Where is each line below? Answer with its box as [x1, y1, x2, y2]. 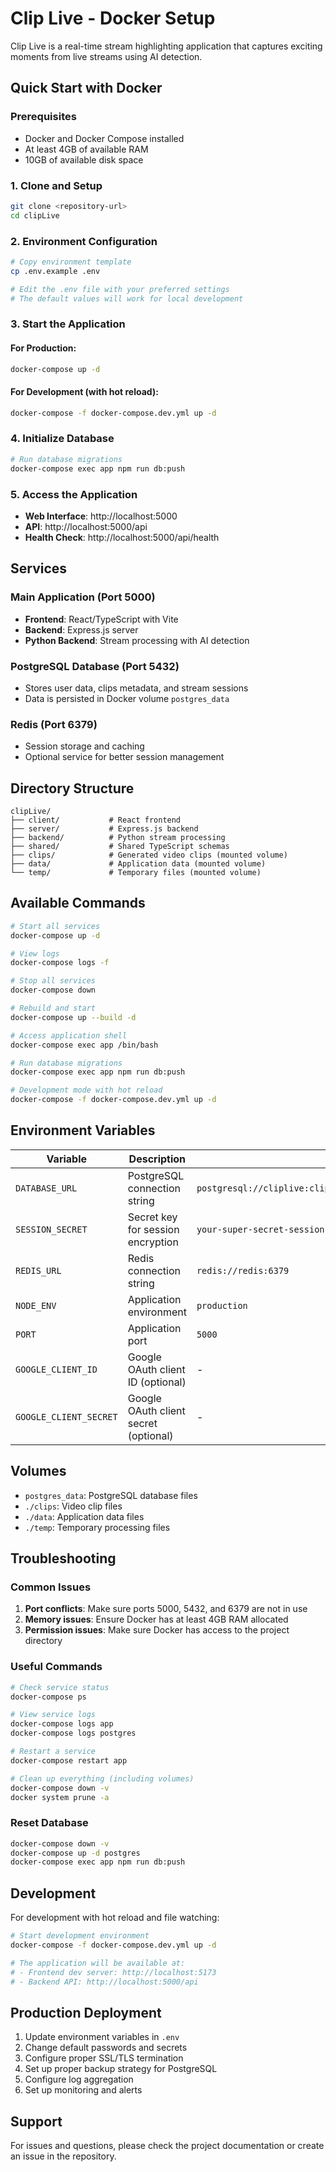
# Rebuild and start [10, 1003, 97, 1014]
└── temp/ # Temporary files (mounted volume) [10, 867, 262, 877]
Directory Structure [10, 780, 135, 797]
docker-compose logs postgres [10, 1728, 137, 1739]
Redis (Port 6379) [10, 717, 98, 731]
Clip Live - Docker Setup [10, 7, 216, 30]
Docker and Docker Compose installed [24, 132, 185, 144]
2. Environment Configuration [10, 234, 158, 248]
